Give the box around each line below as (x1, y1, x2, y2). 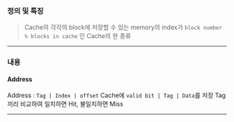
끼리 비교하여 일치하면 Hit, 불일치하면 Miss (7, 100, 124, 108)
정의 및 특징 (7, 6, 44, 15)
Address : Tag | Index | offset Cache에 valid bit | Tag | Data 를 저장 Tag (7, 91, 226, 100)
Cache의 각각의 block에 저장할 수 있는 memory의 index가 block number (24, 23, 223, 32)
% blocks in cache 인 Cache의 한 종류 (24, 32, 132, 40)
